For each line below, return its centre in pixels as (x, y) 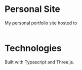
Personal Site (32, 9)
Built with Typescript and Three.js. (40, 62)
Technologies (33, 48)
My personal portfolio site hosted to (41, 23)
